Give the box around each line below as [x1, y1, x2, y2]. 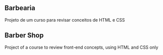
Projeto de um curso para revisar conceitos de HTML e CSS [4, 17, 125, 23]
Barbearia [4, 4, 35, 12]
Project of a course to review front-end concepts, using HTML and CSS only [4, 44, 159, 50]
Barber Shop [4, 31, 44, 40]
